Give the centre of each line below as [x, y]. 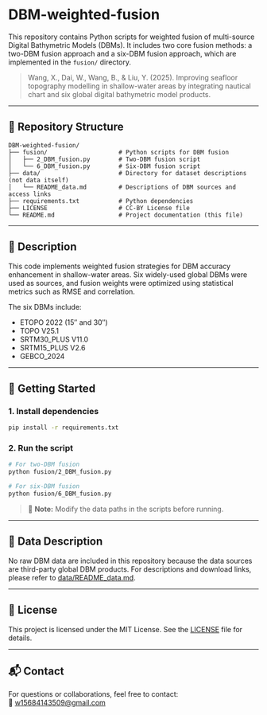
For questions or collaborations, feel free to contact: [93, 694]
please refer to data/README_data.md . [72, 577]
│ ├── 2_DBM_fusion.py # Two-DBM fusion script [104, 159]
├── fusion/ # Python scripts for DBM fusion [118, 152]
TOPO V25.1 [39, 330]
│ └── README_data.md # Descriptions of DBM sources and [122, 187]
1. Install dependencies [54, 411]
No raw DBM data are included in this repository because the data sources [130, 561]
